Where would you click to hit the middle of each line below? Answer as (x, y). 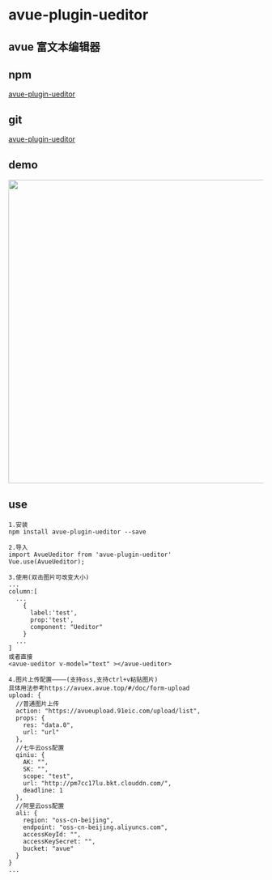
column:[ (23, 591)
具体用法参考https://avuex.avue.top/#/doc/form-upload (99, 688)
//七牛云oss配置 (40, 748)
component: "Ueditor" (66, 627)
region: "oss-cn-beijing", (68, 820)
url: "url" (41, 732)
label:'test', (54, 613)
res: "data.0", (49, 725)
